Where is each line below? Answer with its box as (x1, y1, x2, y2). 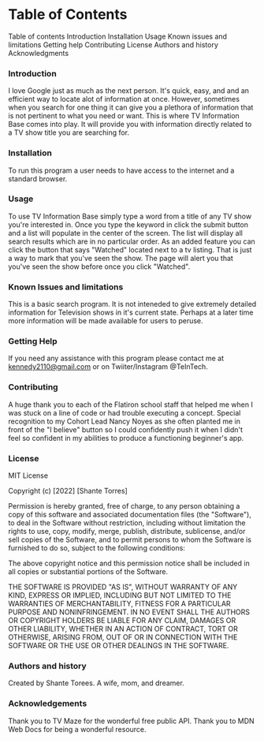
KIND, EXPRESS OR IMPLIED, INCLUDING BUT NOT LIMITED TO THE (8, 591, 232, 600)
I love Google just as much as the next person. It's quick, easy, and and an (8, 86, 250, 95)
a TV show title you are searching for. (8, 128, 130, 137)
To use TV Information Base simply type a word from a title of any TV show (8, 211, 252, 221)
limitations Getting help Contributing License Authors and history (8, 39, 219, 49)
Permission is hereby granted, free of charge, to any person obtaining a (8, 502, 240, 511)
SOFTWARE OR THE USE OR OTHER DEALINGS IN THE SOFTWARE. (8, 641, 229, 651)
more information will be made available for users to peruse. (8, 316, 203, 326)
